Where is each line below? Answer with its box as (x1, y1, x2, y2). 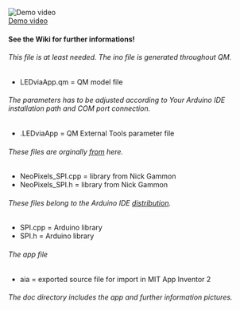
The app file (8, 249, 48, 259)
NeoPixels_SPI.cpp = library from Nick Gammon (19, 171, 176, 181)
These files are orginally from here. (8, 147, 124, 156)
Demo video (8, 16, 48, 26)
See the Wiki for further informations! (8, 34, 135, 44)
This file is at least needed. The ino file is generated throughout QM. (8, 53, 232, 62)
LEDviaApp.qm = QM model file (19, 77, 123, 87)
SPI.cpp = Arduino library (19, 223, 103, 233)
